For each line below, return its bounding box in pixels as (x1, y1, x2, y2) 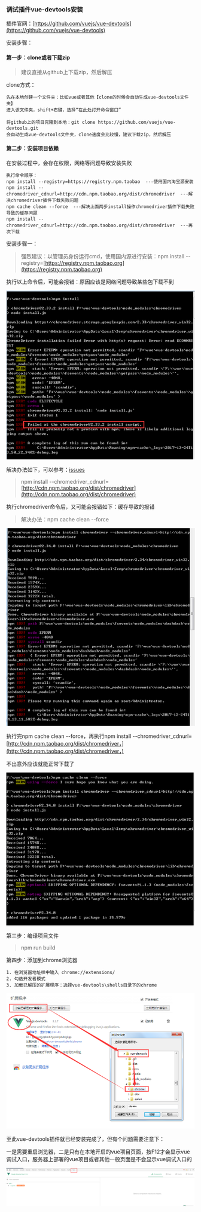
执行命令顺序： (6, 172, 38, 178)
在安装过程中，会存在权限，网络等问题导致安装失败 (6, 159, 132, 166)
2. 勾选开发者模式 (6, 976, 46, 982)
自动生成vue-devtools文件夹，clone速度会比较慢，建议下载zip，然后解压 (10, 132, 172, 138)
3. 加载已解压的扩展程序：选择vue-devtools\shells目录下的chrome (6, 982, 157, 988)
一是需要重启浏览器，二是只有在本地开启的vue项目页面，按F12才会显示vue (6, 1148, 190, 1155)
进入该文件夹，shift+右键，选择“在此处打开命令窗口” (6, 106, 121, 113)
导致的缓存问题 (6, 210, 38, 216)
